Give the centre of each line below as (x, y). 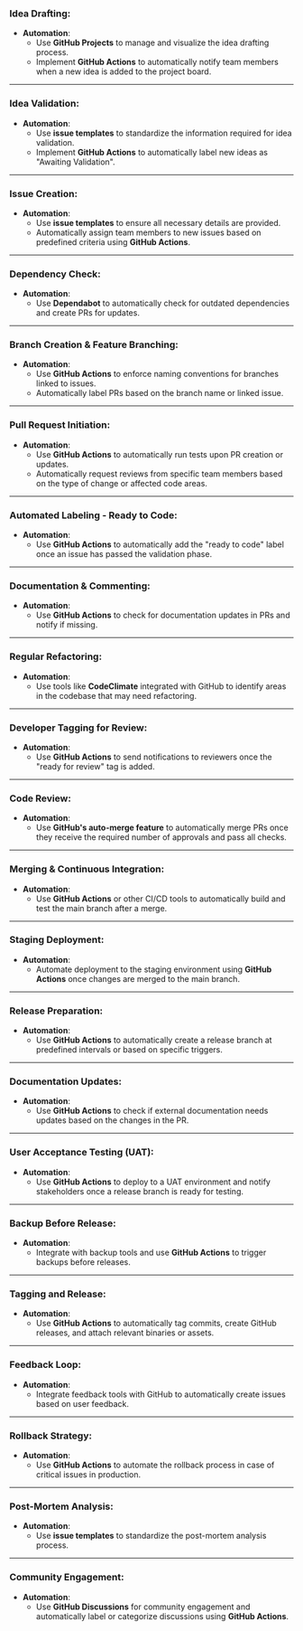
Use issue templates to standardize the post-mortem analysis (151, 1536)
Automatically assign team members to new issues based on (148, 232)
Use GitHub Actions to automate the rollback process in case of (155, 1465)
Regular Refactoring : (55, 656)
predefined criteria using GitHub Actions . (113, 241)
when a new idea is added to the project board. (124, 71)
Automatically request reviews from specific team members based (159, 474)
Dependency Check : (55, 274)
